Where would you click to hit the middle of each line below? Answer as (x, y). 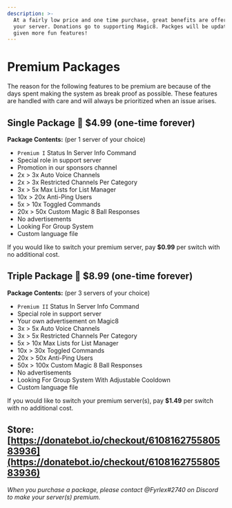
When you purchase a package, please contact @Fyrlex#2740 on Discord (113, 489)
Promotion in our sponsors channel (67, 167)
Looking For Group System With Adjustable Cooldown (94, 380)
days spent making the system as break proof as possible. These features (112, 93)
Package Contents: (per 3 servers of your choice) (79, 293)
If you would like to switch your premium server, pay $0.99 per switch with (114, 247)
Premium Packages (64, 67)
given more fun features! (51, 33)
